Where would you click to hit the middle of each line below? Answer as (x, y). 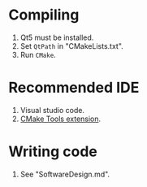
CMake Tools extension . (61, 119)
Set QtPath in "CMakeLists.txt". (71, 46)
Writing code (53, 152)
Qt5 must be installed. (57, 37)
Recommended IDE (74, 88)
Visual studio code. (52, 110)
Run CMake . (38, 54)
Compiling (44, 15)
